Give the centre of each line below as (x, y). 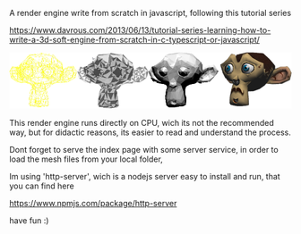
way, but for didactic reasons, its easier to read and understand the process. (150, 132)
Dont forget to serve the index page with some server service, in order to (144, 149)
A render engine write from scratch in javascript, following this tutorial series (150, 13)
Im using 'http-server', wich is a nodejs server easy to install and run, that (145, 176)
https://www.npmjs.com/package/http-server (93, 203)
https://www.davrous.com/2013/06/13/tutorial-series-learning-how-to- (140, 30)
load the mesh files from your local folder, (86, 159)
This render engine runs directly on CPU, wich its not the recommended (142, 122)
